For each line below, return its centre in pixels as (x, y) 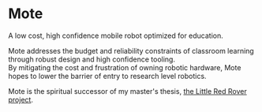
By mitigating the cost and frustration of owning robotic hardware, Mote (125, 67)
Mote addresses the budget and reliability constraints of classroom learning (131, 50)
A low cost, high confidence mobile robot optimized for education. (116, 35)
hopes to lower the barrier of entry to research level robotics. (107, 76)
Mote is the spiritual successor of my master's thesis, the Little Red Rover (127, 91)
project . (21, 99)
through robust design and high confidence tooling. (92, 59)
